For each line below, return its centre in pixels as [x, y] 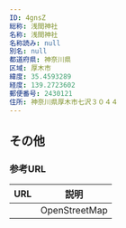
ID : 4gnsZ [28, 18]
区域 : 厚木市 [30, 69]
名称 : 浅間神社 [34, 34]
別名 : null [28, 52]
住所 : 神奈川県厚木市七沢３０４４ [64, 102]
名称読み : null [35, 43]
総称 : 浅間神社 [34, 26]
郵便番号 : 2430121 [41, 93]
